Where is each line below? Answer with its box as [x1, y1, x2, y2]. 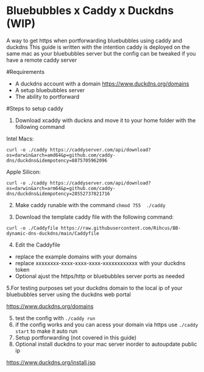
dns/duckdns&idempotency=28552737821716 [6, 191, 111, 197]
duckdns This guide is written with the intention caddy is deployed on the [6, 43, 190, 51]
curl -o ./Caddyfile [6, 225, 59, 231]
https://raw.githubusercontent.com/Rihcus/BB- [60, 225, 181, 231]
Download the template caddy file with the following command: [15, 213, 174, 221]
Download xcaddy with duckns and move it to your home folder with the [15, 117, 196, 124]
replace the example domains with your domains [15, 253, 137, 260]
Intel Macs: [6, 135, 34, 142]
